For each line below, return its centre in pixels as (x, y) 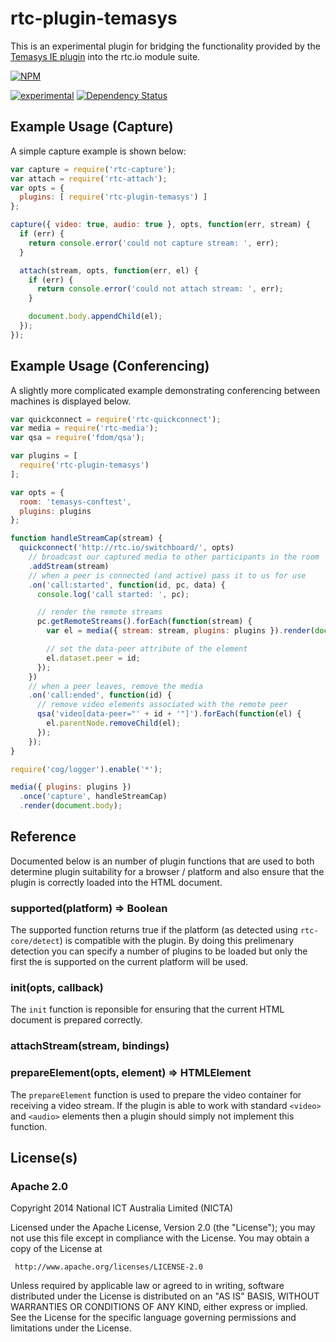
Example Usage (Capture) (92, 127)
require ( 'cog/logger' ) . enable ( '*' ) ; (86, 769)
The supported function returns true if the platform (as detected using (154, 930)
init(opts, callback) (57, 988)
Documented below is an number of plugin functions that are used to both (162, 861)
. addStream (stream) (69, 566)
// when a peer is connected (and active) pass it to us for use (167, 575)
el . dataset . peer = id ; (93, 658)
